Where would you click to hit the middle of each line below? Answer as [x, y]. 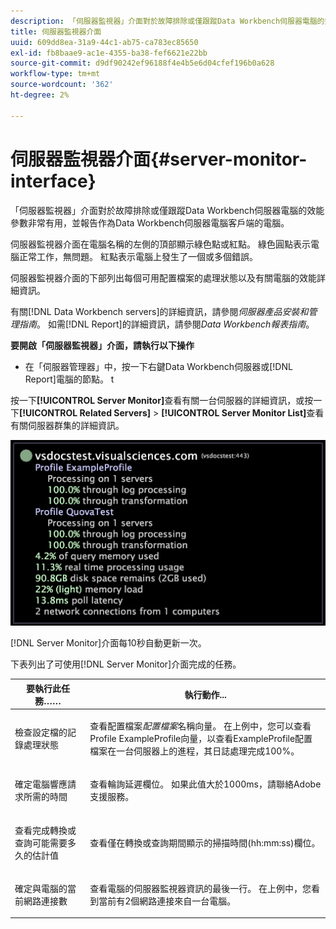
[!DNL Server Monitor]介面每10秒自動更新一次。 [108, 643]
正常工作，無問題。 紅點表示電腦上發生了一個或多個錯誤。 [138, 256]
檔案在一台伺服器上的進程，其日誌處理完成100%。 [194, 751]
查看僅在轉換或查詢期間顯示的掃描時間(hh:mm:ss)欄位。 [205, 842]
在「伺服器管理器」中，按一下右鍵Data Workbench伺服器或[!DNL [158, 366]
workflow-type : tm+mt [55, 74]
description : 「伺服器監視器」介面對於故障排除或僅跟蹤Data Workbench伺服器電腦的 [167, 21]
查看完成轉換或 [45, 830]
